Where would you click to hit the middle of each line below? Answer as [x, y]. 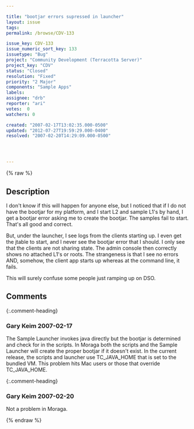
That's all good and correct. [39, 224]
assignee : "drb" [26, 98]
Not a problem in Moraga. [37, 409]
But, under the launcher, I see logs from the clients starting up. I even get [94, 236]
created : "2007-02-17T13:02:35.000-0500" [57, 125]
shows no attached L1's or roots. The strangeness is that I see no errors [92, 254]
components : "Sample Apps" [39, 87]
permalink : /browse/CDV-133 [40, 33]
